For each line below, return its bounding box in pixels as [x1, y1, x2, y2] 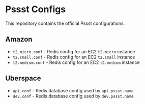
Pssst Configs [5, 4, 66, 15]
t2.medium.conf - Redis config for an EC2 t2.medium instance [12, 59, 140, 65]
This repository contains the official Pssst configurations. [5, 20, 125, 26]
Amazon [5, 35, 33, 44]
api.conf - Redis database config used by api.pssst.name [12, 87, 134, 93]
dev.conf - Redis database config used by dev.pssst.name [12, 93, 134, 99]
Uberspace [5, 74, 41, 83]
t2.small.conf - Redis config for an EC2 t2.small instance [12, 54, 135, 60]
